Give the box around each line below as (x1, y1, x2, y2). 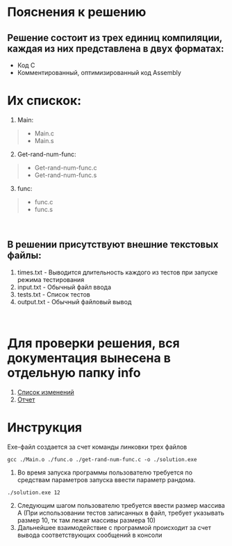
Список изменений (17, 388, 74, 396)
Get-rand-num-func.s (34, 171, 97, 179)
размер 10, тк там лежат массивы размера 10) (17, 515, 156, 524)
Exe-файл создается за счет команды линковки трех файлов (7, 442, 188, 451)
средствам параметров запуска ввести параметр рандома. (17, 475, 196, 483)
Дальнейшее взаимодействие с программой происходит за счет (17, 523, 212, 531)
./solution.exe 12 (7, 489, 60, 496)
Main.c (34, 129, 54, 138)
